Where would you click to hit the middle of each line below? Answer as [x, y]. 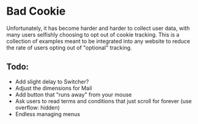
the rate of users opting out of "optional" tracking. [69, 48]
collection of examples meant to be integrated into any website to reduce [98, 41]
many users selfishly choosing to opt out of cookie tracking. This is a [93, 34]
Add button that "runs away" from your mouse [74, 94]
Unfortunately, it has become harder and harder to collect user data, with [98, 28]
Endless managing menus [48, 114]
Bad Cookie [36, 11]
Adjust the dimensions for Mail [53, 88]
